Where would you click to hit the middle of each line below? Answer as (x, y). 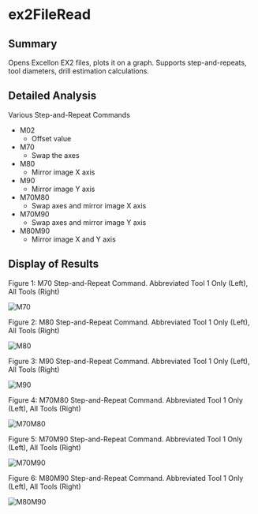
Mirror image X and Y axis (73, 239)
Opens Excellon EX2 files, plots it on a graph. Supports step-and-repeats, (127, 62)
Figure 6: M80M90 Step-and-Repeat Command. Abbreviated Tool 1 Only (126, 478)
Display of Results (54, 264)
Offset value (51, 138)
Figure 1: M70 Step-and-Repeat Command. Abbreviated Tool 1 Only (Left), (128, 283)
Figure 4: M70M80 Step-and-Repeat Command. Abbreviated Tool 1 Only (125, 400)
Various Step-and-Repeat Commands (69, 114)
